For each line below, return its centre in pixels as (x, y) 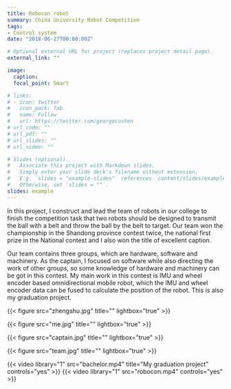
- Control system (32, 33)
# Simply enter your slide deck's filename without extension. (102, 172)
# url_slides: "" (32, 140)
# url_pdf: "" (27, 134)
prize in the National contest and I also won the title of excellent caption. (109, 240)
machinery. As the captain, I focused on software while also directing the (110, 261)
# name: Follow (32, 115)
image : (16, 70)
